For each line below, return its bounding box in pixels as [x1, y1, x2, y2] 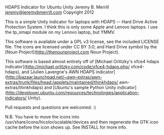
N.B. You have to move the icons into [5, 114, 80, 119]
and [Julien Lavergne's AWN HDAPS [21, 69, 95, 75]
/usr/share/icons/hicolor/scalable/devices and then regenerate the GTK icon [5, 119, 159, 125]
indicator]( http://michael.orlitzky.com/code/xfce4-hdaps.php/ [5, 64, 130, 69]
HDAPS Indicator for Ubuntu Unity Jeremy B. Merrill [5, 4, 109, 10]
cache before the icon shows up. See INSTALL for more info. [5, 124, 127, 130]
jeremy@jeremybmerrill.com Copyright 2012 [5, 9, 94, 15]
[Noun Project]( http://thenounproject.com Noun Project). [5, 49, 120, 55]
